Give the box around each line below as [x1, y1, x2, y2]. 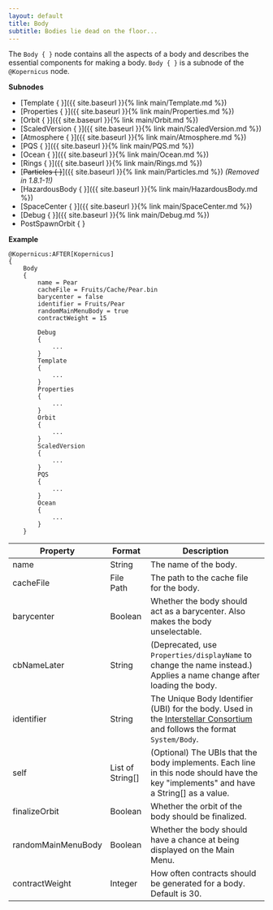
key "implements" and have [149, 778, 256, 789]
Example [8, 235, 39, 245]
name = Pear [37, 279, 79, 287]
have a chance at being [149, 834, 240, 846]
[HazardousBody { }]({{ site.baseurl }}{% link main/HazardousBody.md [19, 184, 258, 194]
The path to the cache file [149, 572, 249, 583]
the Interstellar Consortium [149, 713, 253, 725]
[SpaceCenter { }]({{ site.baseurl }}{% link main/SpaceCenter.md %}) [19, 201, 253, 211]
